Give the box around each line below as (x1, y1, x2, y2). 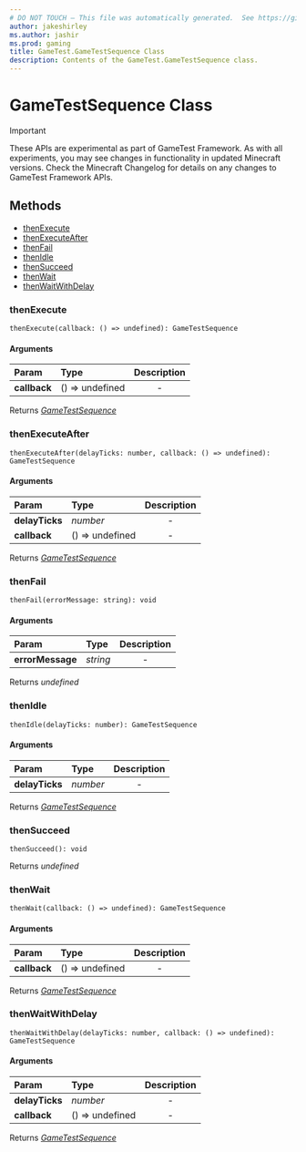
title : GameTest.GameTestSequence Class (9, 47, 166, 57)
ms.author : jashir (9, 30, 79, 39)
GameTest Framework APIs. (9, 171, 114, 182)
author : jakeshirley (9, 22, 88, 31)
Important (9, 125, 46, 136)
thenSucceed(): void (9, 845, 88, 854)
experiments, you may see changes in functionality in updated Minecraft (9, 152, 280, 163)
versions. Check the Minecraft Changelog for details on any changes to (9, 161, 277, 173)
